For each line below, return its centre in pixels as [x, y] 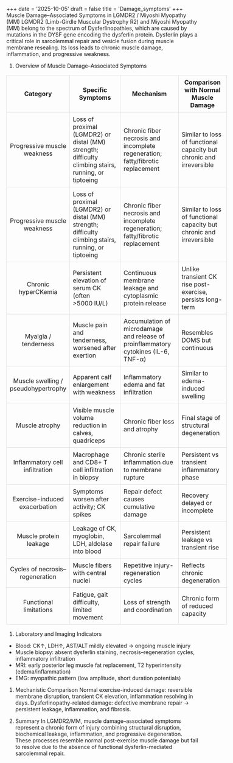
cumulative [139, 507]
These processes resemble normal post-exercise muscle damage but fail [106, 740]
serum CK [87, 288]
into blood [87, 551]
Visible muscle [93, 410]
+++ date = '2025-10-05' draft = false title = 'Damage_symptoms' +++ [95, 9]
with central [89, 573]
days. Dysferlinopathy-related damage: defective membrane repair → [102, 703]
